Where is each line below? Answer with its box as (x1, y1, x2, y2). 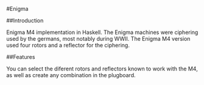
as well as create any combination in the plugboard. (6, 72, 136, 78)
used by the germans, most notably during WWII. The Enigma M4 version (6, 35, 191, 42)
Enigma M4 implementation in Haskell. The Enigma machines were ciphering (6, 29, 199, 36)
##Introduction (6, 17, 44, 24)
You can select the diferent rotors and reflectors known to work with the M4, (6, 65, 198, 72)
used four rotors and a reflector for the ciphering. (6, 42, 130, 49)
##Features (6, 53, 35, 60)
